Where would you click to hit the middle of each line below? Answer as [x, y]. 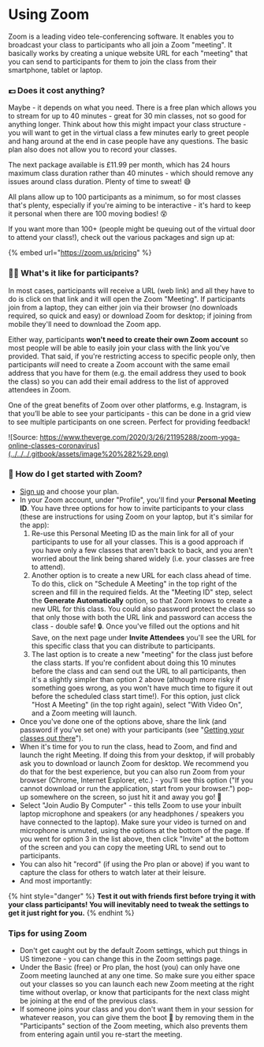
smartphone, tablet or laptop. [56, 69]
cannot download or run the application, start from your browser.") [127, 788]
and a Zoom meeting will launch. [84, 713]
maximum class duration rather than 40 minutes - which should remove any [131, 173]
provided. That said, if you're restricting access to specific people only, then [132, 356]
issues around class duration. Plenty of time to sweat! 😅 [100, 182]
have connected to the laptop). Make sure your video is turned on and [133, 822]
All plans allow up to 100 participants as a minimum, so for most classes [125, 197]
